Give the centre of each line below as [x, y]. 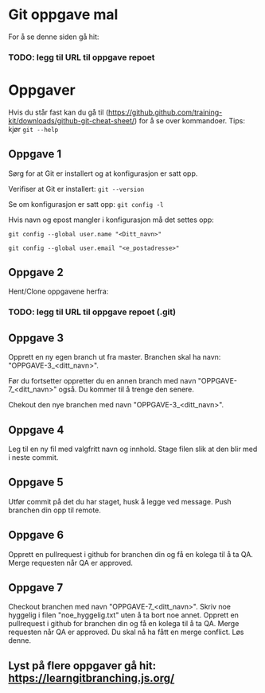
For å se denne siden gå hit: [54, 37]
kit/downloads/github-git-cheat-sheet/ [72, 120]
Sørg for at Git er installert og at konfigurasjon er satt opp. [103, 173]
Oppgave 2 [36, 273]
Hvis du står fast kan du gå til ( [58, 112]
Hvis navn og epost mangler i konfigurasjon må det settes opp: [111, 220]
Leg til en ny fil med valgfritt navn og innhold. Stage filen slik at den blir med [133, 449]
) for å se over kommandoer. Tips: [189, 120]
